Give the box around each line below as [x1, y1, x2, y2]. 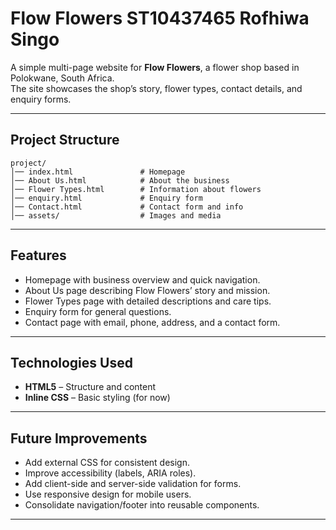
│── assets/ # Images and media [10, 210, 222, 221]
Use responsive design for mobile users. [24, 488, 192, 501]
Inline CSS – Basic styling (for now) [24, 392, 171, 404]
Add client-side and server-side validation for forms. [24, 478, 242, 490]
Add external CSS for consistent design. [24, 457, 190, 469]
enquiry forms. [10, 93, 72, 105]
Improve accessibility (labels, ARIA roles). [24, 467, 197, 479]
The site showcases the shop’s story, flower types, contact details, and [10, 82, 303, 94]
